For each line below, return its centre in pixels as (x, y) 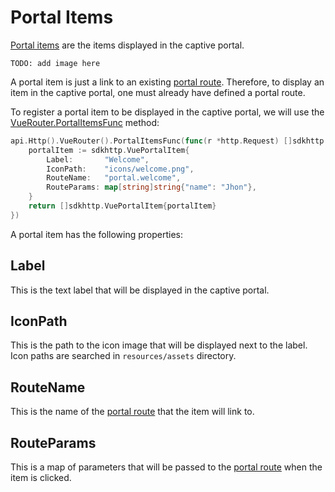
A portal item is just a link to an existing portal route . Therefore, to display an (167, 82)
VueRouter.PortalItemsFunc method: (85, 122)
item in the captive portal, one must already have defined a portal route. (158, 92)
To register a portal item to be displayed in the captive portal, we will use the (167, 112)
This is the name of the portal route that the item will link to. (132, 412)
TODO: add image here (55, 63)
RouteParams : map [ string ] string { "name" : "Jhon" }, (151, 187)
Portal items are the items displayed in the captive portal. (127, 45)
